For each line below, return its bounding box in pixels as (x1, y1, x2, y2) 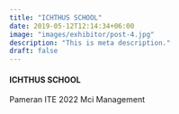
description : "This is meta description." (9, 38, 171, 48)
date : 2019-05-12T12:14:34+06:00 (9, 22, 135, 31)
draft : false (9, 47, 58, 56)
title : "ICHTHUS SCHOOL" (9, 13, 103, 22)
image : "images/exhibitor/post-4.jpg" (9, 30, 155, 39)
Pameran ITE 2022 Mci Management (9, 94, 146, 105)
